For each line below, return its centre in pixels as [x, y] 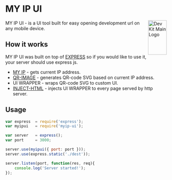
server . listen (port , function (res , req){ [50, 163]
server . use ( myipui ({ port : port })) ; [46, 149]
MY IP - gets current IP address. [47, 72]
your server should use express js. [42, 62]
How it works [27, 45]
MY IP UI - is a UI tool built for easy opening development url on [72, 23]
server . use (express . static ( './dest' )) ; [48, 154]
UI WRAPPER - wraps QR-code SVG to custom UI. [65, 83]
